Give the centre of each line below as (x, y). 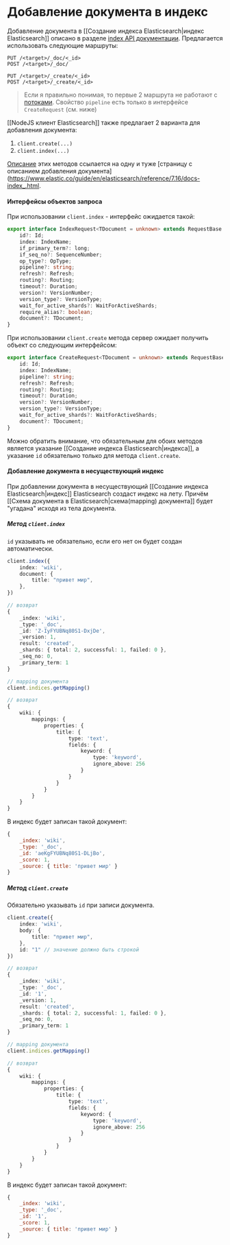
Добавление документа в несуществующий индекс (86, 471)
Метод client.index (36, 524)
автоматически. (30, 548)
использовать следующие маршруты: (63, 45)
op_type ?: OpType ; (46, 261)
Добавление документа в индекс (108, 12)
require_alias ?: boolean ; (56, 312)
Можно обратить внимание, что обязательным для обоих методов (105, 441)
